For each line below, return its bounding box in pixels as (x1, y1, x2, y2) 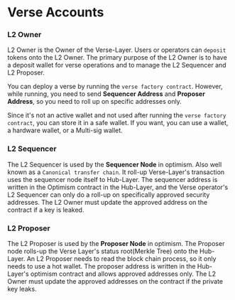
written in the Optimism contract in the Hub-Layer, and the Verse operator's (7, 183, 229, 191)
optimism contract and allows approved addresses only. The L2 (31, 269, 217, 278)
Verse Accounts (7, 4, 104, 21)
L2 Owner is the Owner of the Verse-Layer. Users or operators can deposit (7, 45, 226, 54)
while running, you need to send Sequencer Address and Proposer (7, 90, 206, 98)
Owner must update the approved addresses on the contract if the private (7, 277, 224, 286)
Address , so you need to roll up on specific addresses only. (7, 97, 182, 106)
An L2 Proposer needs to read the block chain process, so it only (26, 255, 217, 263)
